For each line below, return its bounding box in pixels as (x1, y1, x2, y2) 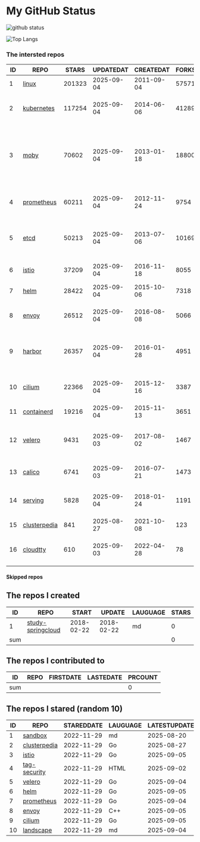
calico (23, 468, 40, 476)
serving (23, 496, 44, 504)
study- (26, 618, 47, 627)
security (23, 768, 46, 776)
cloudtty (23, 546, 46, 554)
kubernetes (23, 104, 55, 113)
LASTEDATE (87, 673, 123, 682)
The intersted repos (6, 50, 65, 58)
